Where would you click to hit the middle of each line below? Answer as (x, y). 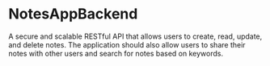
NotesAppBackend (73, 14)
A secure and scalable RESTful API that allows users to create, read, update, (135, 36)
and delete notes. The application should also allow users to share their (127, 44)
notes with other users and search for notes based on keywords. (116, 53)
